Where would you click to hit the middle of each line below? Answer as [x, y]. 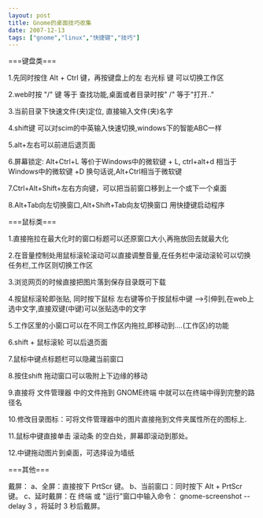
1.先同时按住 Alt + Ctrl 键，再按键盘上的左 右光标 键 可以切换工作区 [116, 78]
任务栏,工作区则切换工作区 [51, 265]
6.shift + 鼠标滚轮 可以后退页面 [58, 342]
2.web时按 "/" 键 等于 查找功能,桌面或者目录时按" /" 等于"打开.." [111, 95]
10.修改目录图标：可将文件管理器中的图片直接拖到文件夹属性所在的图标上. [128, 419]
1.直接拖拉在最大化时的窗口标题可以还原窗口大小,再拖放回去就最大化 [119, 238]
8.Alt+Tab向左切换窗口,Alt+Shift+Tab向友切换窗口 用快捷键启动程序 [117, 205]
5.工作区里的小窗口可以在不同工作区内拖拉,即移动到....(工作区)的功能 [119, 325]
